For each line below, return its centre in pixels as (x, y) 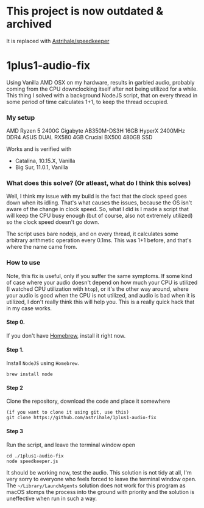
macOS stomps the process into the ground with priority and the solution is (100, 492)
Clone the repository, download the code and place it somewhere (88, 401)
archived (29, 24)
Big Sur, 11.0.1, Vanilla (41, 167)
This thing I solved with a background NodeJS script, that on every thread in (102, 95)
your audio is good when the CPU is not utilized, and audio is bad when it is (101, 295)
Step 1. (15, 350)
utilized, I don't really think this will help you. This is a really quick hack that (100, 302)
